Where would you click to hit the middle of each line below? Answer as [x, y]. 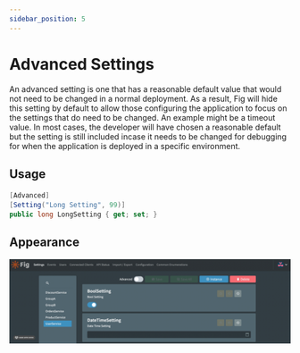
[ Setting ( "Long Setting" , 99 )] [67, 206]
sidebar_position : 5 [48, 19]
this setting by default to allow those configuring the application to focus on [148, 108]
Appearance [45, 243]
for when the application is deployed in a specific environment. [125, 146]
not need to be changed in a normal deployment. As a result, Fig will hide [144, 98]
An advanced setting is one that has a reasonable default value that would [146, 88]
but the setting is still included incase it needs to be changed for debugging [148, 136]
